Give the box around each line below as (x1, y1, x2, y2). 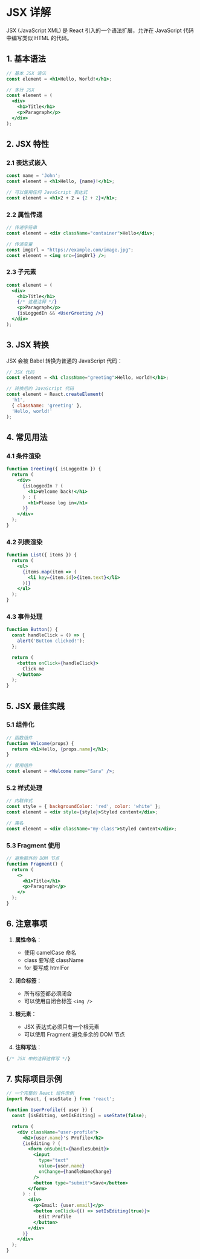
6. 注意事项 (6, 919, 48, 929)
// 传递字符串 (6, 225, 37, 231)
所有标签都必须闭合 (24, 989, 73, 997)
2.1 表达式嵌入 (6, 158, 47, 167)
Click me (22, 666, 45, 672)
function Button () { (6, 627, 59, 633)
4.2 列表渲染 (6, 538, 43, 546)
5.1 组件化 (6, 721, 34, 729)
